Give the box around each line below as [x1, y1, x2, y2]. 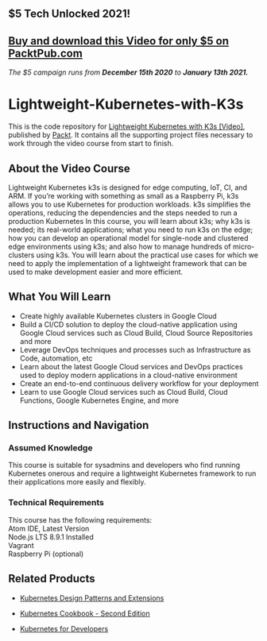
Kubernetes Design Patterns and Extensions [19, 593, 164, 603]
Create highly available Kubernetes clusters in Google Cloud [19, 311, 217, 321]
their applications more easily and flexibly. [8, 477, 146, 487]
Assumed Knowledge [8, 442, 93, 454]
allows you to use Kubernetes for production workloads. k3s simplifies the [8, 199, 251, 209]
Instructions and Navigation [8, 419, 149, 432]
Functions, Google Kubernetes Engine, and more [19, 396, 179, 405]
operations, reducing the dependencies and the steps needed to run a [8, 207, 238, 218]
